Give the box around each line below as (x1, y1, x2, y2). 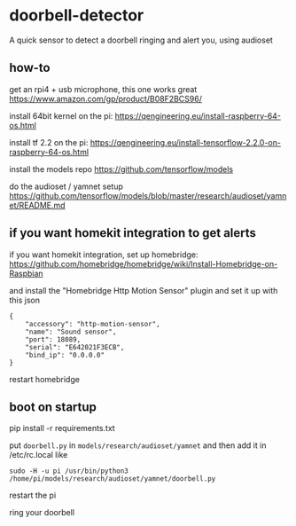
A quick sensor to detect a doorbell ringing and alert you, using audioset (9, 35, 273, 45)
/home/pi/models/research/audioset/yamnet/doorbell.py (9, 475, 216, 483)
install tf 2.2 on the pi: (9, 137, 89, 147)
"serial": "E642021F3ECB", (25, 342, 125, 351)
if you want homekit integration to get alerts (9, 225, 257, 240)
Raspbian (9, 268, 43, 279)
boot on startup (9, 399, 97, 414)
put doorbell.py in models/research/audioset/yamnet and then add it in (9, 440, 267, 451)
